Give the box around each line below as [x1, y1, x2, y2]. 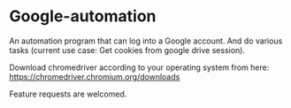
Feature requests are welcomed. [9, 89, 127, 99]
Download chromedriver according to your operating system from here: [9, 62, 270, 73]
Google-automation [9, 6, 157, 27]
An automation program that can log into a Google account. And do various [9, 35, 283, 46]
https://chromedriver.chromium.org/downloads [9, 71, 180, 81]
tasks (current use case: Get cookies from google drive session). [9, 44, 246, 55]
